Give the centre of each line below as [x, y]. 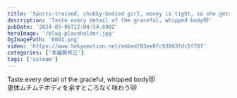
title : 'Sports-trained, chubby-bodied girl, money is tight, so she [112, 14]
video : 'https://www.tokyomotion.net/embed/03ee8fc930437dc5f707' [107, 46]
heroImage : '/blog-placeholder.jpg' [61, 33]
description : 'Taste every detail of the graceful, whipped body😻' [110, 20]
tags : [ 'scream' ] [33, 59]
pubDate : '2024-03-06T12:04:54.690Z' [63, 27]
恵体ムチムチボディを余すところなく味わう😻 [72, 87]
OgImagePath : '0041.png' [44, 40]
